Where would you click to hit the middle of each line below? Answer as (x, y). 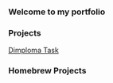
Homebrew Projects (47, 71)
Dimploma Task (34, 51)
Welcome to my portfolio (57, 12)
